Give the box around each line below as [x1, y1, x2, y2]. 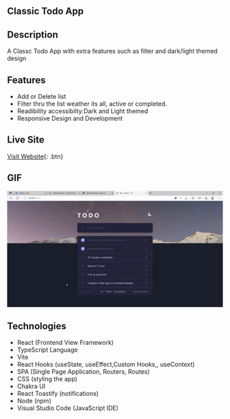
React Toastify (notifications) [16, 390, 99, 398]
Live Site [7, 134, 44, 146]
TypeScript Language [16, 346, 78, 354]
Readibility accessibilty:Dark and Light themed [16, 107, 149, 115]
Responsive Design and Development [16, 115, 123, 123]
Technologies [7, 320, 67, 332]
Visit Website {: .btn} [7, 152, 64, 160]
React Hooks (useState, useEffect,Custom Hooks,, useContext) [16, 360, 195, 369]
